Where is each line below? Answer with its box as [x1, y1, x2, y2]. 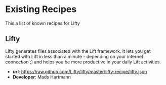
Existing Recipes [5, 4, 77, 15]
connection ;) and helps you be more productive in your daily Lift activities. [5, 59, 161, 65]
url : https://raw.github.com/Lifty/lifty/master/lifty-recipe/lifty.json [12, 68, 147, 74]
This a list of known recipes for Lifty [5, 20, 80, 26]
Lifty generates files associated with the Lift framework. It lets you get [5, 48, 151, 54]
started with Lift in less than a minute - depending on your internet [5, 53, 143, 59]
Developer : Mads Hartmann [12, 74, 71, 80]
